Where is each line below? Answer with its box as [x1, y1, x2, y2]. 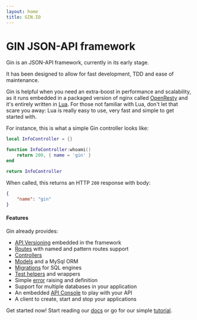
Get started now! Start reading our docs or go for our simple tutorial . [6, 306, 173, 314]
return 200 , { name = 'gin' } [17, 152, 92, 158]
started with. [6, 113, 37, 120]
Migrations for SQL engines [14, 264, 82, 271]
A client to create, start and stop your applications [14, 295, 137, 302]
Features [6, 214, 28, 221]
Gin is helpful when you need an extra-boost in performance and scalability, [6, 88, 191, 95]
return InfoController [6, 168, 62, 174]
